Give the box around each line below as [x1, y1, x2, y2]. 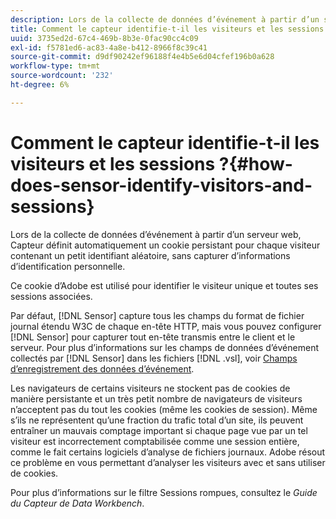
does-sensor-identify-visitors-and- [10, 174, 313, 196]
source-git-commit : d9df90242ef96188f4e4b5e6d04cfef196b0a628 [10, 52, 275, 62]
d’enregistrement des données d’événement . [10, 362, 195, 375]
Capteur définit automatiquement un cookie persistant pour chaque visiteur [10, 239, 321, 251]
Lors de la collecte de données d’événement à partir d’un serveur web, [10, 228, 302, 240]
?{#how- [218, 152, 293, 175]
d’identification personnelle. [10, 260, 126, 272]
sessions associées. [10, 290, 93, 302]
